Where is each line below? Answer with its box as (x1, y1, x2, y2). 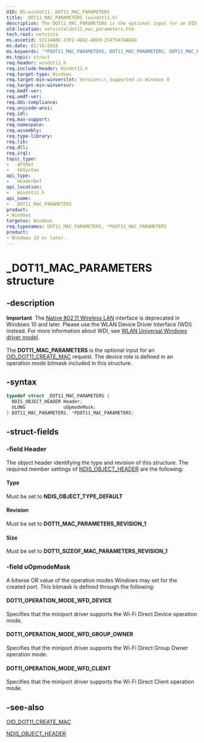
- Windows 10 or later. (6, 235, 67, 241)
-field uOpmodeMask (6, 563, 71, 571)
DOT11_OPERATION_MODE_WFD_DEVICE (6, 597, 112, 604)
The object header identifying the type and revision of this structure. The (6, 459, 189, 466)
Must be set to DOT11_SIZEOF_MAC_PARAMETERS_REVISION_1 (6, 547, 168, 555)
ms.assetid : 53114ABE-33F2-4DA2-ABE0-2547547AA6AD (6, 37, 137, 43)
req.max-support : (6, 116, 50, 122)
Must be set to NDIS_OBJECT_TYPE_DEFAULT (6, 493, 123, 500)
